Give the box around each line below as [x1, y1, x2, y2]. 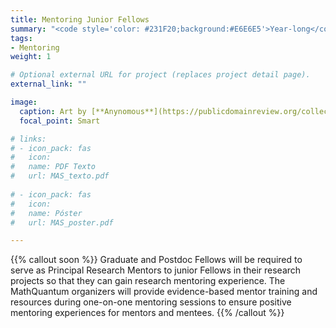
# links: [10, 134, 47, 144]
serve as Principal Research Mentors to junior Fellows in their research [10, 264, 302, 276]
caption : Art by [19, 106, 87, 116]
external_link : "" [10, 79, 87, 90]
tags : [10, 33, 33, 43]
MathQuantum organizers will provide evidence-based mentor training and [10, 286, 318, 298]
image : [10, 97, 38, 107]
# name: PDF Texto [10, 162, 97, 172]
